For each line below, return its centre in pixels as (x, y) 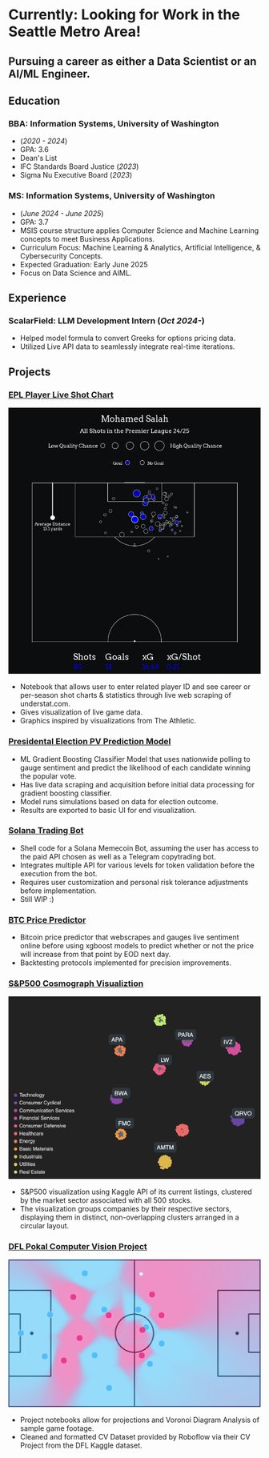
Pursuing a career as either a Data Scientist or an (132, 61)
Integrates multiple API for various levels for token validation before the (137, 865)
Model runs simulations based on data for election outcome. (119, 801)
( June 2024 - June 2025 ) (62, 213)
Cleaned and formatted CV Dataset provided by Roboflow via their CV (135, 1437)
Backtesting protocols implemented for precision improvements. (126, 963)
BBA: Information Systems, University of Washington (114, 123)
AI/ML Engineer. (49, 74)
